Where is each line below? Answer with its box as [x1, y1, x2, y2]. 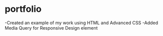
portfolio [5, 3, 42, 15]
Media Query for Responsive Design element [5, 25, 98, 31]
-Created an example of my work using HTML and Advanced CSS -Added [5, 20, 158, 26]
